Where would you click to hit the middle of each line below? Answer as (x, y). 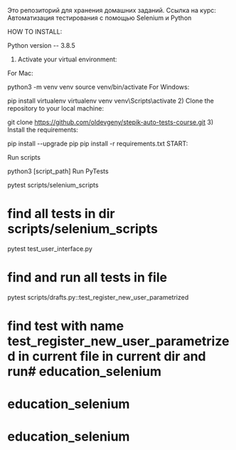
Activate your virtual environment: (67, 59)
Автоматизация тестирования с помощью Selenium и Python (100, 18)
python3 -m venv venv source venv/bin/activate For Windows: (98, 87)
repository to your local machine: (56, 108)
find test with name (66, 326)
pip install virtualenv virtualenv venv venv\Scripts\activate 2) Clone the (111, 101)
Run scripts (24, 157)
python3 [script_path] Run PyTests (58, 171)
